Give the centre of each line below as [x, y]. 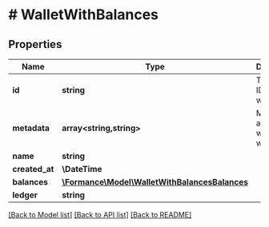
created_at [33, 169]
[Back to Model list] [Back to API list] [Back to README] [100, 215]
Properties [35, 44]
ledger [25, 195]
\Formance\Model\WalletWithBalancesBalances [155, 182]
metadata [31, 128]
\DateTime [82, 169]
